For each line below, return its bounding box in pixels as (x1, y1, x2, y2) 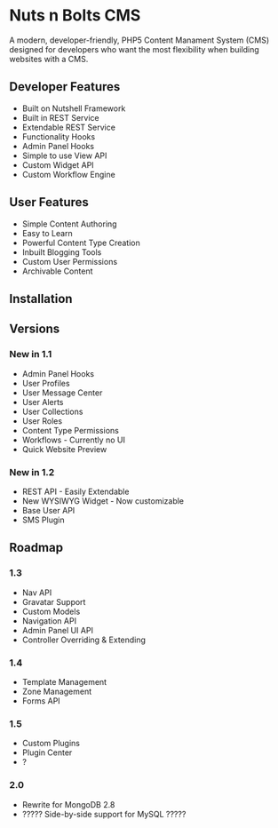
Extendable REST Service (21, 122, 115, 132)
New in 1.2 (9, 466, 55, 478)
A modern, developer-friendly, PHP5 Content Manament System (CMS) (9, 35, 270, 45)
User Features (9, 195, 89, 210)
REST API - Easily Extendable (21, 486, 130, 497)
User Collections (21, 406, 83, 417)
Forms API (21, 695, 60, 706)
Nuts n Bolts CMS (9, 5, 141, 26)
